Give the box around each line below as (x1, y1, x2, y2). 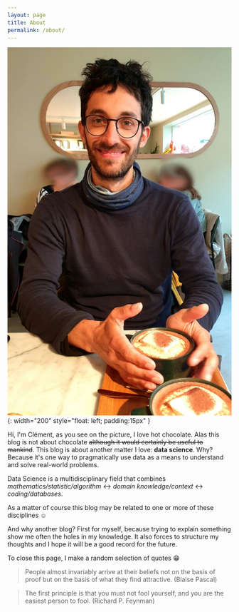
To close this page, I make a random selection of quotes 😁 (7, 554, 180, 563)
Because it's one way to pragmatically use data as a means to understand (7, 453, 224, 461)
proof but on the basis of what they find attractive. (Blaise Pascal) (24, 575, 218, 584)
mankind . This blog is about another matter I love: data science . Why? (7, 446, 213, 454)
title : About (7, 19, 46, 26)
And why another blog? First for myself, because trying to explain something (7, 525, 231, 534)
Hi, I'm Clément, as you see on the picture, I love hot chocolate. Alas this (7, 430, 220, 439)
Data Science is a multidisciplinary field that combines (7, 474, 166, 483)
